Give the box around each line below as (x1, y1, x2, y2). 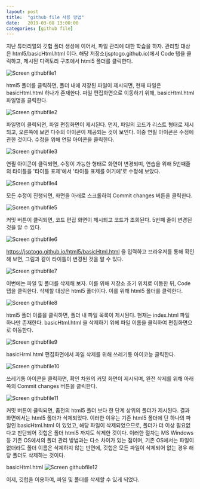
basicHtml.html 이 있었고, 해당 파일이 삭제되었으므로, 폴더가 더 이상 (17, 422, 175, 429)
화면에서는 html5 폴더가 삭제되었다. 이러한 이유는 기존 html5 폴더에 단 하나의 (6, 414, 185, 421)
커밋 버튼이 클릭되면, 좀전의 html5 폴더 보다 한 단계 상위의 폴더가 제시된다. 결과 (6, 407, 190, 414)
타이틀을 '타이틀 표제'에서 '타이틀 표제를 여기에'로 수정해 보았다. (12, 168, 161, 175)
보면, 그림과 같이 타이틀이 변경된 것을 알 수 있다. (12, 255, 124, 263)
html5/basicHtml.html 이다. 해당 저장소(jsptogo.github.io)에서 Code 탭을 (12, 50, 186, 57)
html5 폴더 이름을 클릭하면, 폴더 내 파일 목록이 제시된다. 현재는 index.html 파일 (6, 311, 190, 319)
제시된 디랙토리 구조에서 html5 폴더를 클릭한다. (23, 57, 133, 65)
